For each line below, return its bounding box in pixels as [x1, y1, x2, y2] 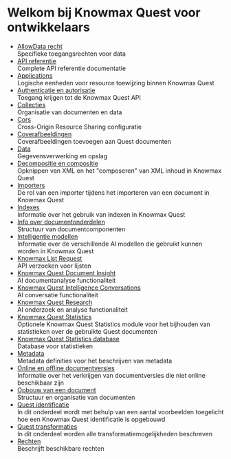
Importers [16, 181, 45, 189]
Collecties [16, 100, 46, 109]
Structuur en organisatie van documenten [16, 393, 135, 401]
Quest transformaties [16, 422, 78, 431]
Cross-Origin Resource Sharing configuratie [16, 122, 142, 131]
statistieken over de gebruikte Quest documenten [16, 327, 158, 335]
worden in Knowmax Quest [16, 246, 94, 255]
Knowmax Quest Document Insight [16, 268, 116, 277]
